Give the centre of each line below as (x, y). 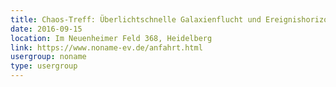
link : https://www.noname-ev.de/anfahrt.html (106, 47)
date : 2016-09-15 (46, 29)
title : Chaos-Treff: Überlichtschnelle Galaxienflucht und (136, 19)
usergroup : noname (48, 57)
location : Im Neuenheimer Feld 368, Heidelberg (111, 38)
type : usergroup (44, 66)
